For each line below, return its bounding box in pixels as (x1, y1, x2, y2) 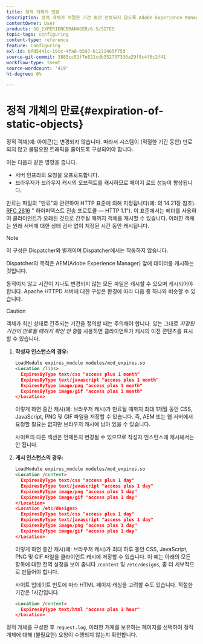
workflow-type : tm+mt (6, 59, 61, 65)
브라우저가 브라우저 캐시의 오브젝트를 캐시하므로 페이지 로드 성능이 (14, 179, 172, 187)
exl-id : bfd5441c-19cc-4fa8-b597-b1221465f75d (6, 48, 126, 55)
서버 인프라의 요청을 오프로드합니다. (14, 171, 100, 179)
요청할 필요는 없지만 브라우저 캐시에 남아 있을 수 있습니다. (14, 420, 151, 428)
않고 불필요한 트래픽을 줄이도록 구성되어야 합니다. (17, 146, 134, 153)
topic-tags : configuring (6, 32, 69, 38)
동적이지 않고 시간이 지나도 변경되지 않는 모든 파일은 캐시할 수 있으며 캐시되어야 (6, 280, 193, 288)
